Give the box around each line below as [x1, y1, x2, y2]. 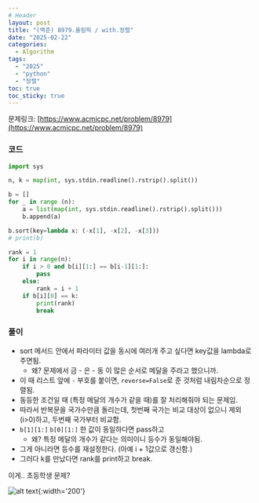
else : [22, 278, 41, 286]
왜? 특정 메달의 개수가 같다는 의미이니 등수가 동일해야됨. [31, 434, 202, 443]
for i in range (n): [8, 256, 72, 264]
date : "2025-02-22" [8, 33, 72, 42]
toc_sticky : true [8, 92, 65, 100]
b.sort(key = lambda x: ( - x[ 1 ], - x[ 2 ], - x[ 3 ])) [8, 227, 159, 235]
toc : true [8, 84, 41, 93]
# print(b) [8, 234, 44, 242]
